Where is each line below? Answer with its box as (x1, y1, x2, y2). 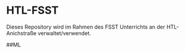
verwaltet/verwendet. (37, 29, 91, 36)
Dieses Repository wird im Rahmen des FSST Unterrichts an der (6, 23, 165, 30)
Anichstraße (6, 29, 37, 36)
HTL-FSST (6, 4, 59, 17)
